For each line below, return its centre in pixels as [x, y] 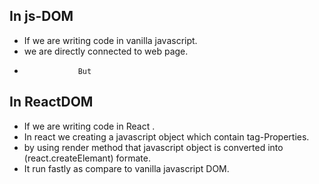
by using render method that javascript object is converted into [153, 147]
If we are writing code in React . [89, 126]
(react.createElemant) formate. [87, 158]
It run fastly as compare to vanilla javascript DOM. [126, 168]
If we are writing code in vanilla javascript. [110, 40]
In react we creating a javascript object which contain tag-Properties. [166, 136]
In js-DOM [41, 16]
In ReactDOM [51, 102]
